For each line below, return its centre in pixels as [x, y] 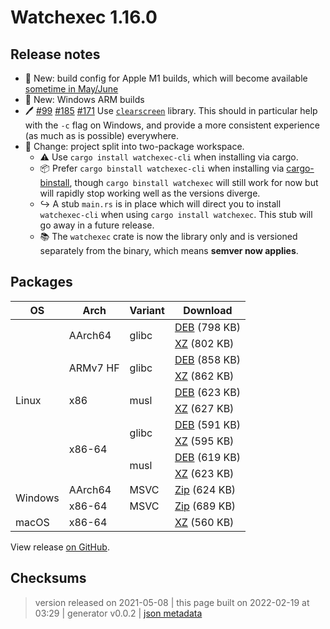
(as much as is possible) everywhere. [102, 135]
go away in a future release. [97, 225]
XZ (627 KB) [204, 408]
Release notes [55, 54]
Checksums [48, 578]
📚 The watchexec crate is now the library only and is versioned [168, 236]
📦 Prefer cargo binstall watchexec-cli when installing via [162, 168]
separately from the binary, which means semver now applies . [169, 250]
